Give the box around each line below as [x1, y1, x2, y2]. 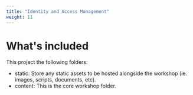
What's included [6, 39, 89, 53]
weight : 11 [6, 14, 33, 20]
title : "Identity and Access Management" [6, 8, 110, 15]
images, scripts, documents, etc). [14, 76, 96, 83]
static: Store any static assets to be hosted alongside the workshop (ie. [14, 70, 188, 77]
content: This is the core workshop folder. [14, 83, 117, 90]
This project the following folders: [6, 59, 88, 66]
